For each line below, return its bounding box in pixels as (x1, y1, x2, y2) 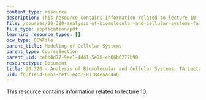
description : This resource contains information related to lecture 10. (6, 15, 199, 21)
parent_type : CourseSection (6, 49, 78, 55)
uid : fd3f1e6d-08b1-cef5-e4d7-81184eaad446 (6, 71, 120, 77)
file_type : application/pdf (6, 26, 78, 32)
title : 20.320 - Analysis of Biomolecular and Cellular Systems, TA (6, 65, 185, 72)
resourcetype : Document (6, 60, 67, 66)
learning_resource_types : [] (6, 32, 81, 38)
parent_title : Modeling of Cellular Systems (6, 43, 122, 49)
